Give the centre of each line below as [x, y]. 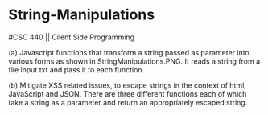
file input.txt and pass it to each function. [76, 69]
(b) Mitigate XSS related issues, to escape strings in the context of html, [128, 85]
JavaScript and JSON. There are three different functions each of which [128, 93]
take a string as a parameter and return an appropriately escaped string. [128, 102]
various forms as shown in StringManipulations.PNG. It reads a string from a [134, 61]
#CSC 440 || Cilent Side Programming [72, 37]
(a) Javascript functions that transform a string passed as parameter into [129, 52]
